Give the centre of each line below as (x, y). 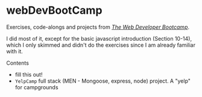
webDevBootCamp (54, 10)
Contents (17, 63)
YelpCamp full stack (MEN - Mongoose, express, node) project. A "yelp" (103, 81)
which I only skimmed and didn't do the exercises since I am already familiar (101, 45)
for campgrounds (36, 87)
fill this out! (29, 74)
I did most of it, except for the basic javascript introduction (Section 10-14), (99, 38)
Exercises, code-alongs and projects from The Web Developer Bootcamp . (98, 27)
